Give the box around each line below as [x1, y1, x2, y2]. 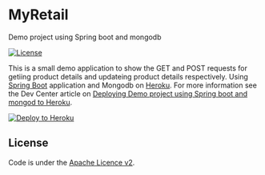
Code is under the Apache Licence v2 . [8, 157, 135, 167]
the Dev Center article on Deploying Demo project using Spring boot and [8, 88, 248, 98]
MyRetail [8, 6, 69, 24]
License [8, 136, 49, 150]
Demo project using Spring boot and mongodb [8, 32, 162, 42]
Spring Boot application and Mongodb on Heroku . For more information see [8, 80, 258, 90]
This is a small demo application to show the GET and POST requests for [8, 63, 248, 73]
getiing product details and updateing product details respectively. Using [8, 71, 248, 81]
